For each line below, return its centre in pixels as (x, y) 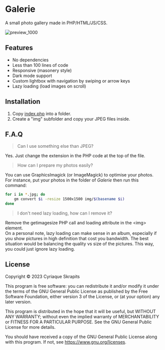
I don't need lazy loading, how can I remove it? (65, 213)
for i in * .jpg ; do (25, 195)
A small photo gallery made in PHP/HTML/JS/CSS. (56, 23)
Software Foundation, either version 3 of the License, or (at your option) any (82, 296)
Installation (23, 102)
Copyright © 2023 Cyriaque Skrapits (42, 276)
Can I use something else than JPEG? (55, 146)
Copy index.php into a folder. (42, 113)
